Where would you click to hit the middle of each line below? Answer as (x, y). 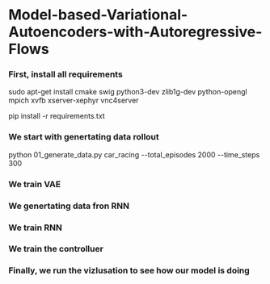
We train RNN (35, 228)
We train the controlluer (56, 249)
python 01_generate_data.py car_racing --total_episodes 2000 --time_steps (134, 154)
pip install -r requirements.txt (57, 116)
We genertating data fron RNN (69, 206)
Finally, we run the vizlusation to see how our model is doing (129, 270)
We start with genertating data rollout (84, 137)
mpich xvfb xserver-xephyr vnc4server (74, 100)
